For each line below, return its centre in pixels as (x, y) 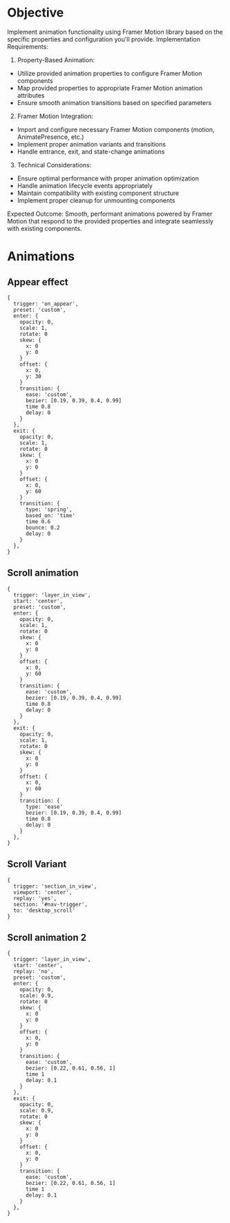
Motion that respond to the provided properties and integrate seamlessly (111, 221)
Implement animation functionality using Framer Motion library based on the (115, 32)
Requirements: (28, 46)
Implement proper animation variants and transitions (92, 144)
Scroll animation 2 (47, 937)
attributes (31, 95)
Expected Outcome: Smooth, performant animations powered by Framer (110, 214)
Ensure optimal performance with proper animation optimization (108, 178)
